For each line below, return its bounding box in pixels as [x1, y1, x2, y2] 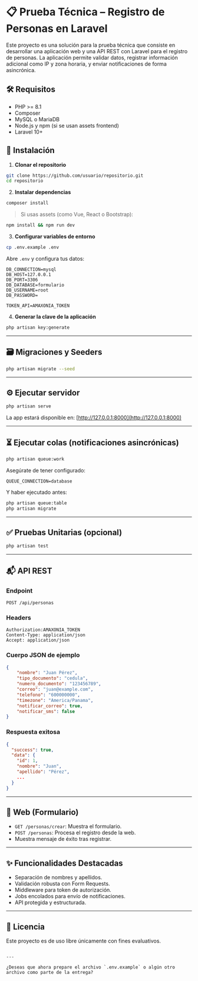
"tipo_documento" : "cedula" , [16, 675, 88, 681]
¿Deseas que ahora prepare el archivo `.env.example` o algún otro [6, 964, 176, 970]
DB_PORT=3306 [6, 277, 38, 283]
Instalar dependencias [14, 189, 71, 196]
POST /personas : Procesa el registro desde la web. [14, 829, 136, 836]
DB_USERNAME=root [6, 287, 49, 293]
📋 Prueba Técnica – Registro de [6, 5, 165, 19]
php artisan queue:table [6, 500, 67, 506]
